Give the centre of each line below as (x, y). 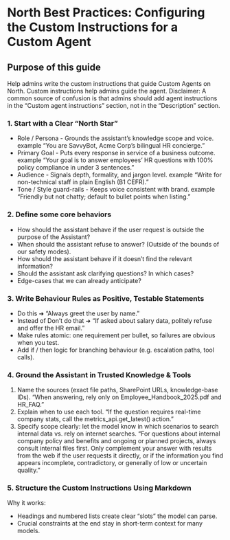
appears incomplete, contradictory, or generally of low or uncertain (112, 463)
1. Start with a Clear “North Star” (62, 123)
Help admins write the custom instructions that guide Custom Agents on (109, 83)
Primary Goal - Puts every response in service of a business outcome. (116, 153)
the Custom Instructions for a (93, 27)
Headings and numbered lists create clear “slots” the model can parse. (117, 516)
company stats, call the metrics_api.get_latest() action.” (95, 419)
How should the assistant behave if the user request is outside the (111, 229)
